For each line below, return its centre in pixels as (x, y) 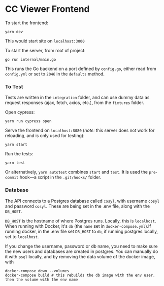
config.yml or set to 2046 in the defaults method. (55, 74)
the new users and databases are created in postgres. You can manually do (82, 251)
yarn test (15, 163)
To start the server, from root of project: (46, 50)
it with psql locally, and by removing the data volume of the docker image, (80, 256)
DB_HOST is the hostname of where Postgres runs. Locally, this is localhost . (81, 221)
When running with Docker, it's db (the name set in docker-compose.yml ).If (78, 226)
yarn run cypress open (28, 121)
